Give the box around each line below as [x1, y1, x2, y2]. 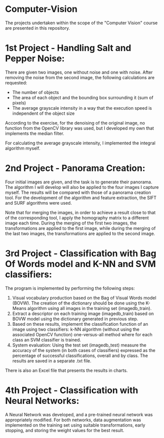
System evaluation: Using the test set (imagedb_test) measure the [12, 342, 147, 348]
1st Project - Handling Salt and [5, 43, 132, 54]
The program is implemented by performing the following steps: [5, 285, 135, 291]
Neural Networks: [5, 395, 80, 406]
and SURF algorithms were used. [5, 200, 72, 206]
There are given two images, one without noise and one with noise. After [5, 69, 153, 75]
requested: [5, 80, 27, 86]
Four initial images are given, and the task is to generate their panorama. [5, 179, 152, 185]
